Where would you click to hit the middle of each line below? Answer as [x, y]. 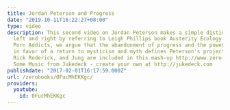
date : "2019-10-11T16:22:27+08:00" [58, 20]
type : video [24, 26]
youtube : [26, 90]
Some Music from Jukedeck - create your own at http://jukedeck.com [113, 64]
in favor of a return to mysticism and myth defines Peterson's [107, 52]
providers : [23, 83]
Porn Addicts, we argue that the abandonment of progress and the [110, 45]
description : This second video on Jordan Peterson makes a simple [105, 32]
